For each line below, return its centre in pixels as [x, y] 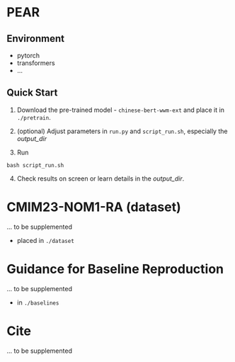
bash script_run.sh [35, 165]
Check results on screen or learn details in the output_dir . [101, 179]
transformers [36, 63]
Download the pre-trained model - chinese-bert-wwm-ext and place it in [120, 110]
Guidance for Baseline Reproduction [115, 269]
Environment [36, 39]
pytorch [28, 55]
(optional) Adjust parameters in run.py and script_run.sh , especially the [122, 131]
